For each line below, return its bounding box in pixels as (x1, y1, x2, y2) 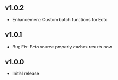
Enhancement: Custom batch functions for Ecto (12, 16, 108, 22)
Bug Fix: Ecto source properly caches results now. (12, 44, 113, 49)
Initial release (12, 70, 39, 77)
